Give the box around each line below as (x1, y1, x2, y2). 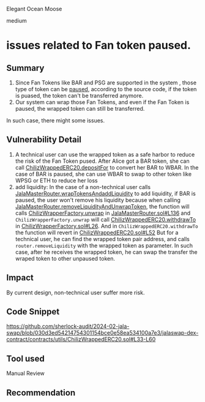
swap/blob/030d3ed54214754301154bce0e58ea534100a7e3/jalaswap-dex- (6, 329, 199, 337)
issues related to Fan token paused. (6, 39, 192, 53)
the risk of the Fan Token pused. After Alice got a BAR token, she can (15, 157, 190, 165)
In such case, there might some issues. (6, 117, 105, 124)
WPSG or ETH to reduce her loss (15, 177, 98, 184)
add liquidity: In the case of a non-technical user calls (15, 183, 151, 190)
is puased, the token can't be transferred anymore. (15, 92, 144, 99)
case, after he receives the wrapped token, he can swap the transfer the (15, 248, 198, 256)
